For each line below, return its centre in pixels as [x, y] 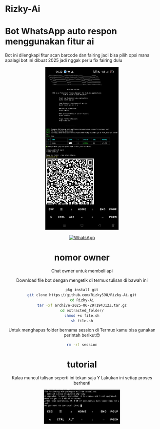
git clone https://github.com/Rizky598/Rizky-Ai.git [82, 295]
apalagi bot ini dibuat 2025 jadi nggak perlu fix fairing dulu [64, 60]
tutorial [82, 364]
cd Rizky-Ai [82, 300]
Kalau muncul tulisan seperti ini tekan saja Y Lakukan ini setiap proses [82, 378]
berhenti [82, 383]
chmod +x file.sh [82, 315]
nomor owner [82, 257]
